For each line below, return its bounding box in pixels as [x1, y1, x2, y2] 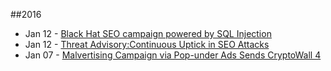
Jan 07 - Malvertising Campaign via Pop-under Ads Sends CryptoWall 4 [24, 49, 322, 61]
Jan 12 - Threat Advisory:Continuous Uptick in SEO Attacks [24, 39, 270, 50]
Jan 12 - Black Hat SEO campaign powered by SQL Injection [24, 28, 272, 39]
